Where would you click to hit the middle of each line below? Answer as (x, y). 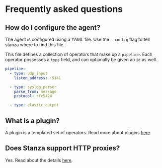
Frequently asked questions (64, 9)
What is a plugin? (33, 121)
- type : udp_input (29, 73)
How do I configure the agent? (53, 28)
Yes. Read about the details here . (39, 160)
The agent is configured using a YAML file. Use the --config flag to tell (78, 39)
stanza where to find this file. (35, 45)
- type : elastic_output (34, 105)
